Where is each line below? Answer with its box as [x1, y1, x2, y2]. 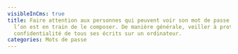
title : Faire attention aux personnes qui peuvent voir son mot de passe [7, 17, 230, 24]
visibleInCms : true [7, 10, 65, 18]
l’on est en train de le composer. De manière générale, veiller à [13, 23, 217, 30]
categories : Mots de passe [7, 36, 87, 43]
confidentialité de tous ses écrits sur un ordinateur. [13, 29, 182, 37]
